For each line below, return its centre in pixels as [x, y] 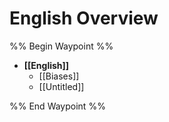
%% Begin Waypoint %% [61, 46]
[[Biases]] [59, 76]
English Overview [84, 18]
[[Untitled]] [61, 86]
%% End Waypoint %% [57, 106]
